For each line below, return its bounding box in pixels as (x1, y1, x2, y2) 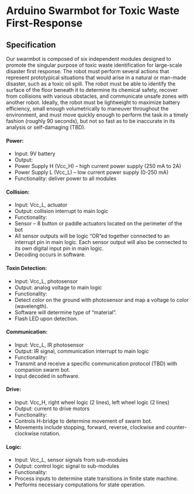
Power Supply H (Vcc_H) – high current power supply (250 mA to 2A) (14, 163, 181, 170)
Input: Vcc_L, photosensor (14, 277, 78, 284)
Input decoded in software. (14, 372, 80, 379)
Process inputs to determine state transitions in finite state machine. (14, 475, 179, 482)
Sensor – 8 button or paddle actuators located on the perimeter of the (14, 220, 182, 227)
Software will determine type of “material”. (14, 308, 117, 315)
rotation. (40, 430, 61, 437)
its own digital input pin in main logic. (14, 245, 104, 252)
